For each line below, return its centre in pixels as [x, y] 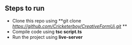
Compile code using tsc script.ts [47, 31]
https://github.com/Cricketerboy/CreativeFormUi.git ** [70, 26]
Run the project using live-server [47, 37]
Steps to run [25, 8]
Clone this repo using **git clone [47, 20]
